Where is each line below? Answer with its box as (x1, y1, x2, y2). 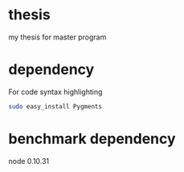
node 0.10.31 (8, 156, 50, 166)
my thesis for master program (8, 32, 107, 42)
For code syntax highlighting (8, 87, 103, 96)
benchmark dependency (8, 129, 176, 148)
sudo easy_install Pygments (8, 102, 103, 110)
